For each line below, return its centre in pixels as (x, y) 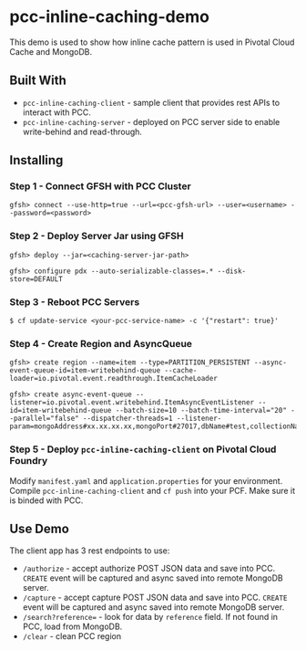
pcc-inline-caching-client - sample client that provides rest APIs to (151, 102)
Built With (38, 81)
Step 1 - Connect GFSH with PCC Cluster (100, 186)
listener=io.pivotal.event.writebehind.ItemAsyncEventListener (132, 403)
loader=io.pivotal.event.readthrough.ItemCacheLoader (114, 379)
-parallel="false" (44, 419)
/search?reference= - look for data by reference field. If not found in (150, 617)
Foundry (29, 461)
